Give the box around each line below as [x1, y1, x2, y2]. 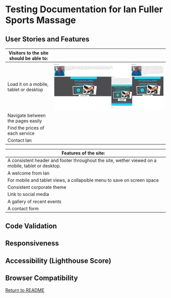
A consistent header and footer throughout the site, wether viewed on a [7, 157, 157, 164]
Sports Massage [5, 14, 76, 26]
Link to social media [7, 191, 49, 197]
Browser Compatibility [5, 274, 78, 282]
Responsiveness [5, 239, 60, 248]
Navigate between [7, 112, 46, 118]
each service [7, 130, 35, 136]
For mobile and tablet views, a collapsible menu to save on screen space [7, 177, 159, 183]
